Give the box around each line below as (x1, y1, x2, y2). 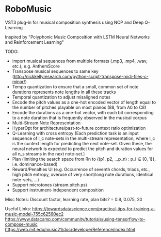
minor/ (12, 79, 25, 85)
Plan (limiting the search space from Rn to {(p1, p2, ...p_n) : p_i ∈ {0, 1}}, (12, 156, 156, 162)
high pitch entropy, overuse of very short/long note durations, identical (12, 171, 154, 177)
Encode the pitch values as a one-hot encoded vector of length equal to (12, 99, 156, 105)
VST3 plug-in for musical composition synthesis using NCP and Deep (5, 19, 144, 25)
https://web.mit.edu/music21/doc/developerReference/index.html (5, 226, 136, 232)
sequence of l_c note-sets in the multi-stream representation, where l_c (12, 135, 155, 141)
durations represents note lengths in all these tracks (12, 89, 116, 95)
